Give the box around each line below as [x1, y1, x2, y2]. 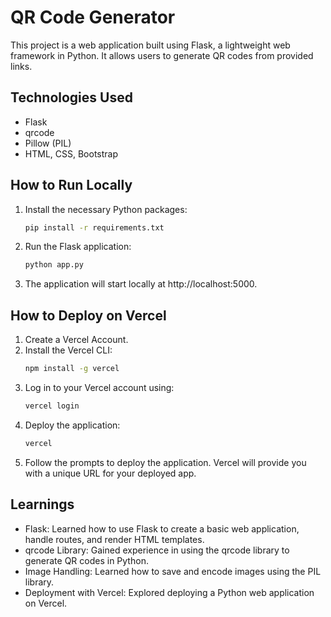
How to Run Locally [10, 177, 133, 194]
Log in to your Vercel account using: [24, 382, 175, 393]
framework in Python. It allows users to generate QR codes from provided [10, 49, 314, 61]
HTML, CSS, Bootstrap [24, 147, 118, 160]
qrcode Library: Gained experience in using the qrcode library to [24, 544, 290, 556]
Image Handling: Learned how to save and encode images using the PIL [24, 565, 322, 577]
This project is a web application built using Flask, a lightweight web [10, 39, 291, 51]
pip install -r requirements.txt [24, 222, 165, 233]
